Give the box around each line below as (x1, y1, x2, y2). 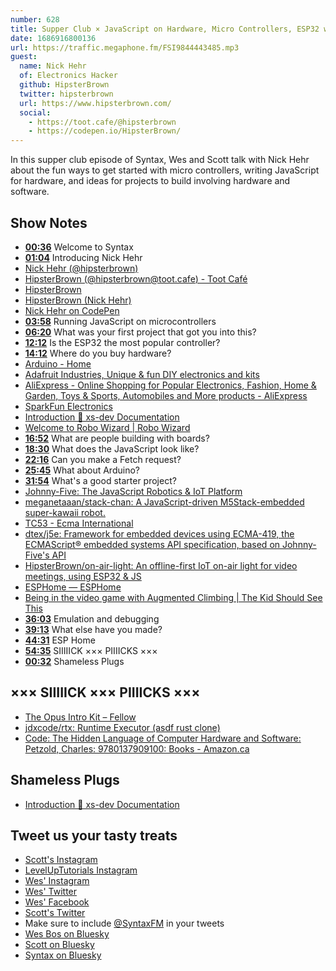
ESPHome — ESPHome (24, 581, 122, 593)
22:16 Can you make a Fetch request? (24, 453, 182, 465)
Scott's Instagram (24, 854, 98, 866)
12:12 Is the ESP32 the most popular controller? (24, 336, 221, 348)
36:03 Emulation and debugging (24, 612, 160, 625)
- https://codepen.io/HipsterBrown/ (28, 126, 182, 136)
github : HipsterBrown (19, 80, 110, 90)
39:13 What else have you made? (24, 623, 163, 635)
